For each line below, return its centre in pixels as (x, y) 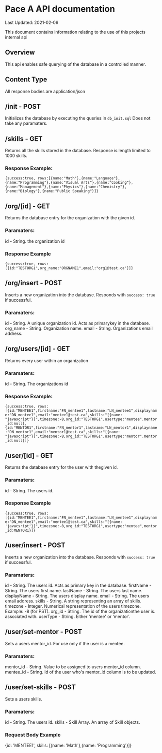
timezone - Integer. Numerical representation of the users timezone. (73, 606)
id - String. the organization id (35, 241)
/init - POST (23, 106)
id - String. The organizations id (37, 384)
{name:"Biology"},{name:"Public (38, 191)
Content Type (26, 80)
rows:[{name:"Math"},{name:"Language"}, (79, 178)
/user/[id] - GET (29, 455)
